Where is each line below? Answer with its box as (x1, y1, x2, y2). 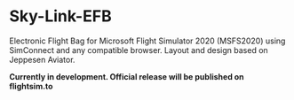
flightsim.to (9, 81, 53, 91)
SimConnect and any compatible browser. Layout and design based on (9, 44, 268, 55)
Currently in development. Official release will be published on (9, 71, 244, 81)
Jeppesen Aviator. (9, 54, 75, 65)
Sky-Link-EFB (9, 6, 113, 27)
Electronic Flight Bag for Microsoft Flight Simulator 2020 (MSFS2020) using (9, 35, 286, 46)
